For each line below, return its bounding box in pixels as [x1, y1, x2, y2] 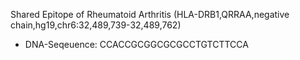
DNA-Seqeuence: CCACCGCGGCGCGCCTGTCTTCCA [24, 39, 249, 50]
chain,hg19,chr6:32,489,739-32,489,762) [10, 19, 182, 31]
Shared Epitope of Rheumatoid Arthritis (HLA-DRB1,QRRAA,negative [10, 9, 290, 20]
